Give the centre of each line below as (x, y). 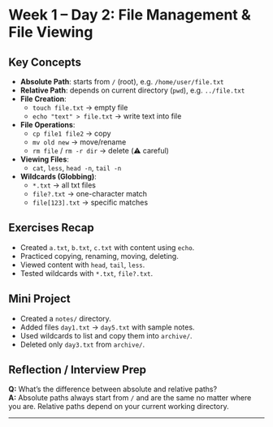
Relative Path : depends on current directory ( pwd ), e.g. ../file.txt (132, 90)
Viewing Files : (44, 159)
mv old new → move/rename (79, 142)
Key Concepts (45, 62)
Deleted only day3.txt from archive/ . (82, 344)
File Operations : (48, 125)
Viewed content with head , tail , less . (82, 265)
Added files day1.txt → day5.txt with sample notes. (107, 327)
